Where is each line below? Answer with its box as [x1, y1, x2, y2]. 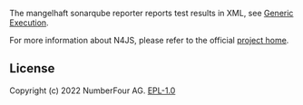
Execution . [9, 17, 49, 28]
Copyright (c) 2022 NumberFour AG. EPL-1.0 [9, 85, 176, 96]
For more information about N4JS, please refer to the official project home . [9, 35, 289, 45]
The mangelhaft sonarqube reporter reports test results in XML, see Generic [9, 8, 294, 18]
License [9, 61, 55, 76]
